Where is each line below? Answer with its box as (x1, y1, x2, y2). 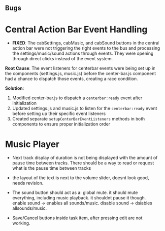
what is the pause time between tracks (12, 165, 91, 171)
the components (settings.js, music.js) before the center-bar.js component (5, 71, 156, 77)
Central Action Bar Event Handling (5, 24, 148, 35)
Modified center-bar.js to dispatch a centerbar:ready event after (12, 95, 143, 101)
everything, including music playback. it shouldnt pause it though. (12, 195, 146, 201)
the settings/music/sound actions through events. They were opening (12, 50, 154, 56)
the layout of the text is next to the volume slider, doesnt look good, (12, 175, 149, 181)
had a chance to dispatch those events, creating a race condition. (5, 76, 138, 82)
